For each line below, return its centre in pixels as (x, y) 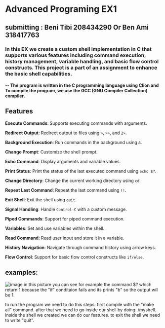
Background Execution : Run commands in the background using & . (74, 142)
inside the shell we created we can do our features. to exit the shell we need (83, 315)
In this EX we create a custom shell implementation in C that (79, 49)
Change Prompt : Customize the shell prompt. (51, 152)
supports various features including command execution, (76, 55)
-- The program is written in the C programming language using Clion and (82, 85)
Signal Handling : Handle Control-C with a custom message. (66, 209)
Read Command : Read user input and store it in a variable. (65, 238)
